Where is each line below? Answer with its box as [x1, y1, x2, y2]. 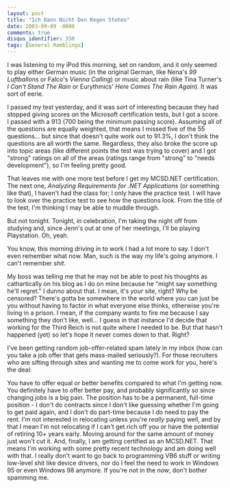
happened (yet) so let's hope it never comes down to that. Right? [7, 331, 190, 339]
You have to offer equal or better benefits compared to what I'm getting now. [7, 379, 224, 387]
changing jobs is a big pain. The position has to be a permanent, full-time [7, 394, 214, 401]
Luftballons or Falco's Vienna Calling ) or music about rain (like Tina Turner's [7, 75, 222, 83]
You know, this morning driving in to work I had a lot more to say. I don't [7, 244, 209, 253]
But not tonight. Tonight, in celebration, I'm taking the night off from [7, 217, 197, 224]
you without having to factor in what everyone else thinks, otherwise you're [7, 302, 220, 309]
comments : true [7, 29, 51, 36]
